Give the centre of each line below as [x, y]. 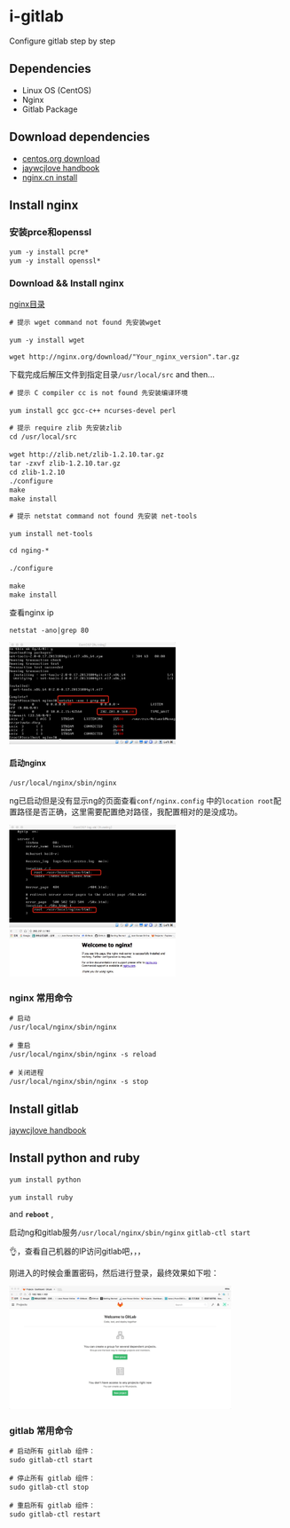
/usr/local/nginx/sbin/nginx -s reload [83, 1055]
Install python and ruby [74, 1158]
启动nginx [28, 763]
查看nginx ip [32, 612]
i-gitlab [36, 16]
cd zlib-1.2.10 [37, 472]
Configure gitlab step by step [62, 41]
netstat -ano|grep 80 [49, 630]
